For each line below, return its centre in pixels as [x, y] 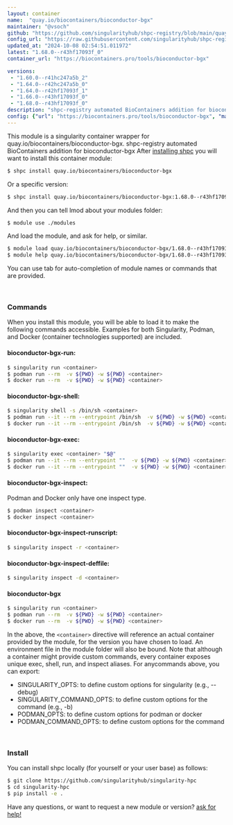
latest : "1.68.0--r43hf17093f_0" [55, 53]
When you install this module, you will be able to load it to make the [103, 322]
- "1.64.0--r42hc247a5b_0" [49, 84]
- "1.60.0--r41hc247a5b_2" [49, 78]
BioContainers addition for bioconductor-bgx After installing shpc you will [112, 150]
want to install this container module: [60, 158]
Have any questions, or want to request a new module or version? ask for [112, 807]
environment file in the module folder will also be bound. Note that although [115, 649]
